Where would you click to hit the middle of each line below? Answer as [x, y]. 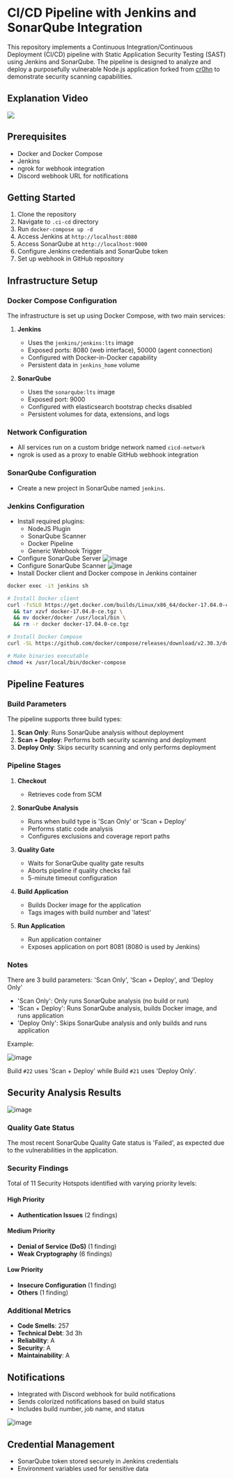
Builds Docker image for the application [84, 904]
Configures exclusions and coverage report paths [99, 836]
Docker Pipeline [50, 543]
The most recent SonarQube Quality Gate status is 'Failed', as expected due [116, 1143]
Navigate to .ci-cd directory [58, 222]
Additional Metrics [39, 1310]
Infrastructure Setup [53, 280]
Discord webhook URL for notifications [73, 176]
